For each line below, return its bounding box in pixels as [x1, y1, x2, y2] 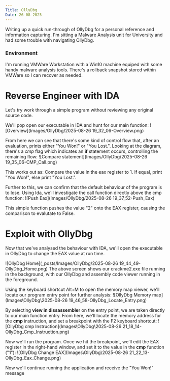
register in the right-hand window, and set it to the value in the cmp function [5, 344, 164, 350]
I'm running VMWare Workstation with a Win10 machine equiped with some [5, 61, 162, 67]
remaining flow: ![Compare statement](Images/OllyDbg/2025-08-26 [5, 153, 148, 159]
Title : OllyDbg [5, 7, 38, 13]
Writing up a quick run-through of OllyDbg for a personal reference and [5, 26, 154, 32]
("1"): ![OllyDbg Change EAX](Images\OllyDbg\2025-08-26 [5, 349, 128, 356]
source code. [5, 112, 33, 118]
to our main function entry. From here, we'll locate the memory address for [5, 312, 161, 318]
